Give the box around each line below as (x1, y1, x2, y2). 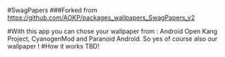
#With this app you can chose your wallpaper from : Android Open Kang (7, 27, 218, 35)
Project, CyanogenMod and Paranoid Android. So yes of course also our (7, 34, 218, 43)
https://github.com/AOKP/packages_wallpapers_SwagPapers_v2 (7, 13, 195, 22)
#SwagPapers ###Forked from (7, 6, 98, 14)
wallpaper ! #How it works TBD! (7, 42, 100, 50)
